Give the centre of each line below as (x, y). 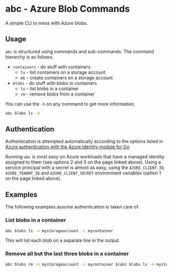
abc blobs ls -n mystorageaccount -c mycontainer (59, 231)
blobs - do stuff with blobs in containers (55, 83)
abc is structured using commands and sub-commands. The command (80, 51)
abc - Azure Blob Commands (68, 9)
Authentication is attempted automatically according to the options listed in (84, 142)
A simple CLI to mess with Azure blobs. (47, 23)
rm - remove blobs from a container (57, 94)
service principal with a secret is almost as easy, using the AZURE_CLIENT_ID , (85, 168)
